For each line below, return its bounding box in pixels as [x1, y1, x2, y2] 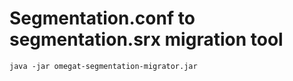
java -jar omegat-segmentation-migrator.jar [9, 61, 198, 71]
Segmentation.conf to [9, 7, 196, 30]
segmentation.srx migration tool [9, 28, 284, 51]
